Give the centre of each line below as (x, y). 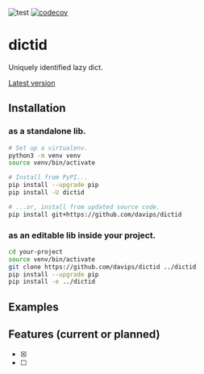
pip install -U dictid (46, 193)
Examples (33, 307)
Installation (37, 108)
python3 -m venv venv (45, 156)
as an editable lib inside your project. (82, 235)
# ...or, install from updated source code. (84, 207)
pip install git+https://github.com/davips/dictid (95, 214)
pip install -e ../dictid (52, 282)
